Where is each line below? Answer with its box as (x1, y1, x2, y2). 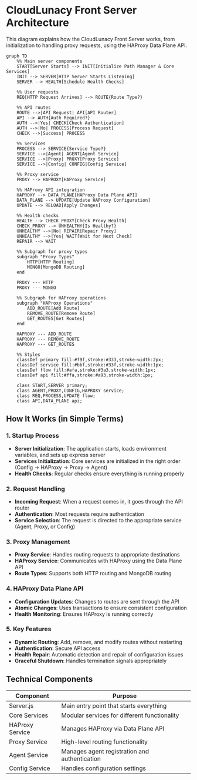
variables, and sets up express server (14, 451, 106, 458)
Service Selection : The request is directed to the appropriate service (14, 516, 182, 524)
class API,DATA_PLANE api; (16, 398, 83, 404)
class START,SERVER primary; (16, 382, 88, 388)
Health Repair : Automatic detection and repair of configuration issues (14, 651, 184, 658)
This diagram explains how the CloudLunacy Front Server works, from (6, 35, 175, 42)
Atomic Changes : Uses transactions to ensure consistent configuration (14, 604, 188, 611)
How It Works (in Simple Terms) (6, 414, 124, 424)
